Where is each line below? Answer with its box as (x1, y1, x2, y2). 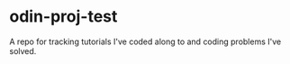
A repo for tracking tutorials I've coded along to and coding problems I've (9, 36, 282, 47)
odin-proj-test (9, 6, 118, 27)
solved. (9, 45, 37, 56)
